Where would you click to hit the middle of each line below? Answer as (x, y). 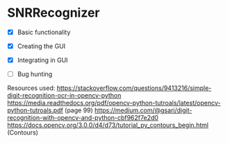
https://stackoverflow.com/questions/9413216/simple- (134, 88)
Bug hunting (35, 74)
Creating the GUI (41, 46)
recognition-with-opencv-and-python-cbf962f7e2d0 (83, 118)
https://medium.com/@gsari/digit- (144, 110)
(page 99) (79, 110)
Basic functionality (44, 32)
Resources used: (31, 88)
